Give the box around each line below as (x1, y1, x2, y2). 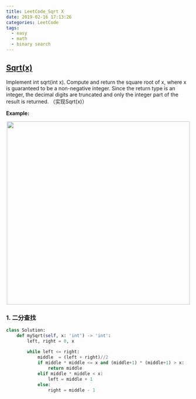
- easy (11, 30, 27, 36)
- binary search (11, 42, 51, 47)
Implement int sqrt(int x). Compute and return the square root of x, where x (6, 79, 187, 86)
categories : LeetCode (6, 19, 59, 25)
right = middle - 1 (47, 387, 95, 393)
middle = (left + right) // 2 (37, 354, 109, 360)
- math (11, 36, 27, 42)
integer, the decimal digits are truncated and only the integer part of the (6, 91, 179, 98)
